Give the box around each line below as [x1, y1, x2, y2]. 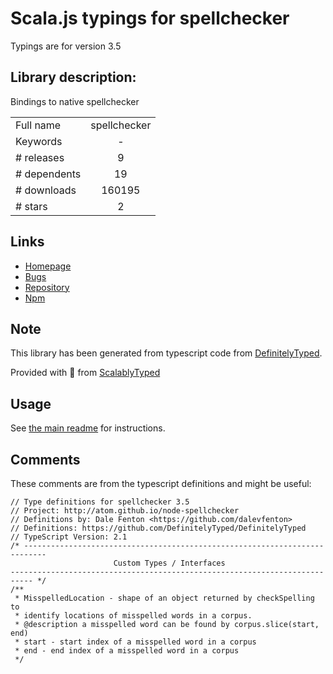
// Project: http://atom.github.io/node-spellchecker [10, 506, 240, 516]
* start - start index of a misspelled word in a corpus [14, 637, 257, 647]
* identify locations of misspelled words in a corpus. [14, 611, 253, 621]
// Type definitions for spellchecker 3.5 [10, 497, 190, 507]
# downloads [15, 183, 77, 197]
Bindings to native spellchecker [10, 95, 140, 107]
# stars [15, 199, 48, 213]
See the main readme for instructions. [10, 422, 166, 434]
